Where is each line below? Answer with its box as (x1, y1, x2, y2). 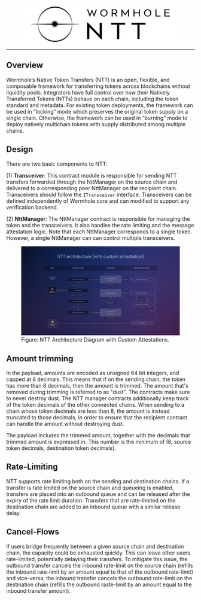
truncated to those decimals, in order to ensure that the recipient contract (6, 413, 187, 421)
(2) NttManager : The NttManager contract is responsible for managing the (6, 215, 190, 223)
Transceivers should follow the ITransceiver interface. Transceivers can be (6, 191, 193, 198)
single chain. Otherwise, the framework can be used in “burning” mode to (6, 114, 188, 121)
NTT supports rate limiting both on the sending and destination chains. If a (6, 477, 190, 485)
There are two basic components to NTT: (6, 160, 108, 167)
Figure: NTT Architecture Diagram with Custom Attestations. (21, 336, 169, 343)
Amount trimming (6, 354, 74, 364)
